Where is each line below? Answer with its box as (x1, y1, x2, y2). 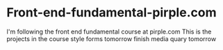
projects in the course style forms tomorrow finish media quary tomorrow (6, 34, 217, 42)
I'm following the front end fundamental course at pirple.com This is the (6, 27, 212, 36)
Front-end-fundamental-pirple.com (6, 5, 217, 21)
